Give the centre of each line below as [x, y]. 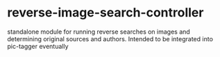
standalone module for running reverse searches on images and [99, 32]
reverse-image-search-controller [105, 13]
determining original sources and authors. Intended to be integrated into [110, 38]
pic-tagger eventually [38, 46]
